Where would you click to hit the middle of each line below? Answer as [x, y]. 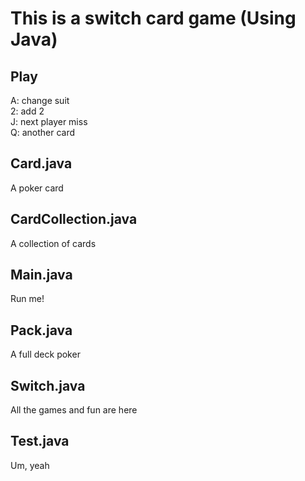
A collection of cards [53, 243]
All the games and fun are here [74, 410]
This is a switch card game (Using [153, 18]
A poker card [37, 188]
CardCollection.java [74, 219]
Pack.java [41, 330]
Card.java [41, 163]
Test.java [40, 441]
